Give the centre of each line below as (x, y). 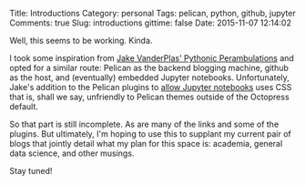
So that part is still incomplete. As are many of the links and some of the (144, 124)
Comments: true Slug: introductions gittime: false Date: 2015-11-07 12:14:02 (150, 23)
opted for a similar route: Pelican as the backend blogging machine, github (149, 68)
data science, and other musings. (72, 153)
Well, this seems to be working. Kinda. (81, 41)
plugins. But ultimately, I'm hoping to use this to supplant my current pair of (150, 134)
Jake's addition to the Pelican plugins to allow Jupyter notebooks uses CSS (151, 87)
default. (24, 107)
